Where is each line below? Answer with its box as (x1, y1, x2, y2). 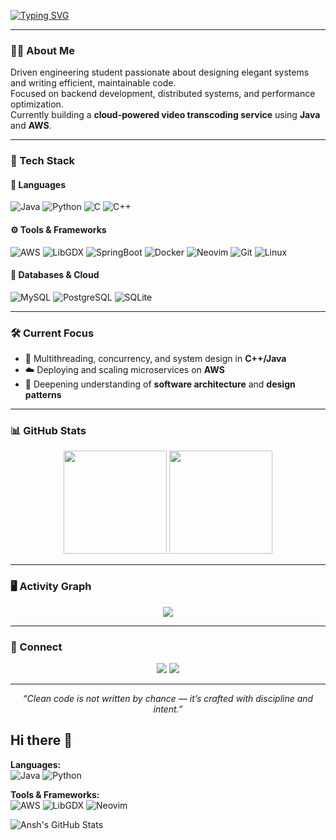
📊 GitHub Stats (10, 424, 87, 438)
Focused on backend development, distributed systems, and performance (10, 88, 316, 100)
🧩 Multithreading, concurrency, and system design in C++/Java (24, 353, 287, 365)
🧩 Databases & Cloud (10, 269, 100, 281)
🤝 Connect (10, 640, 63, 654)
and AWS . (10, 120, 52, 132)
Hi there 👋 (10, 732, 73, 749)
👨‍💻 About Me (10, 43, 75, 57)
